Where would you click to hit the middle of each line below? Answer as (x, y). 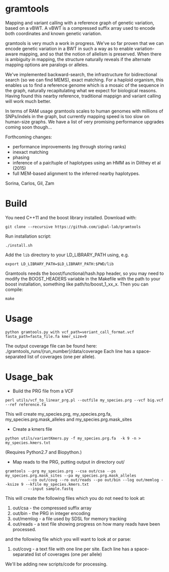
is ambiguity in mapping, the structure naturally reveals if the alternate (78, 59)
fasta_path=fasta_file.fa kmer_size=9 (46, 336)
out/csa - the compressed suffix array (52, 508)
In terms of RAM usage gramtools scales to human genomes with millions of (84, 111)
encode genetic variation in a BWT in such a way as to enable (69, 48)
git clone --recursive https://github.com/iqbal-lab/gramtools (73, 227)
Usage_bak (29, 377)
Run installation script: (28, 236)
